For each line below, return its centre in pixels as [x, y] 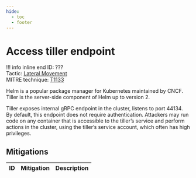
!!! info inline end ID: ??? [35, 67]
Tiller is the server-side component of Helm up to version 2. [78, 97]
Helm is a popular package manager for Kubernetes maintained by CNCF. [94, 91]
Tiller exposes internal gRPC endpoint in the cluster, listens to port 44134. [94, 109]
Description [72, 168]
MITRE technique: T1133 [35, 80]
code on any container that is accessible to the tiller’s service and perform [96, 121]
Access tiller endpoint [61, 51]
